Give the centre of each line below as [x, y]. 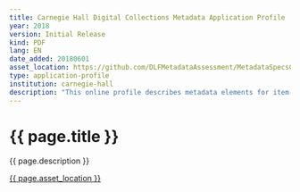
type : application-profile [59, 76]
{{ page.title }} [64, 136]
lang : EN [25, 51]
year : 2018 [29, 26]
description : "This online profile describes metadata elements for [139, 92]
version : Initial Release [57, 34]
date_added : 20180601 [50, 59]
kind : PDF [28, 42]
